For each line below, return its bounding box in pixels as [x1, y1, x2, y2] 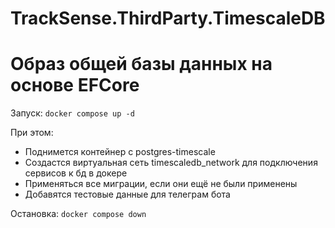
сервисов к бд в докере [24, 167, 128, 179]
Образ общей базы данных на [10, 53, 273, 76]
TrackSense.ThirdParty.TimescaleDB [10, 7, 326, 30]
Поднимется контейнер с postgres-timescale [24, 146, 216, 158]
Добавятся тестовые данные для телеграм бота [24, 188, 231, 201]
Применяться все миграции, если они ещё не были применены [24, 178, 298, 190]
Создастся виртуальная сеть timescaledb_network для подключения [24, 157, 318, 169]
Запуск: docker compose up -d [10, 107, 135, 119]
